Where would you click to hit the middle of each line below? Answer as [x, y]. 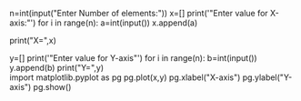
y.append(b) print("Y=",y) [57, 68]
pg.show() [52, 87]
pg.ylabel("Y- [267, 77]
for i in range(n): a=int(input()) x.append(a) [118, 23]
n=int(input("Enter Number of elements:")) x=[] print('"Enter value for [139, 13]
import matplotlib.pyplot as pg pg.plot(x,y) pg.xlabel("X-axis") [125, 77]
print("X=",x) [33, 40]
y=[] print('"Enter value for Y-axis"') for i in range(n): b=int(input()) [133, 58]
